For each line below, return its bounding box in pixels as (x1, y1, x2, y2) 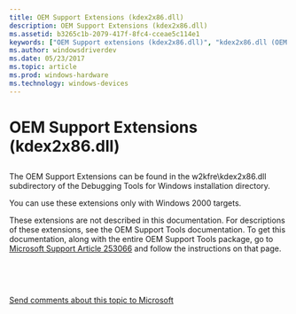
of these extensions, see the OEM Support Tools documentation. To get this (9, 224, 286, 235)
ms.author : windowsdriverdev (9, 46, 117, 55)
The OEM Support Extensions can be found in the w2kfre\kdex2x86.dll (9, 171, 267, 182)
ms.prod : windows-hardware (9, 71, 109, 80)
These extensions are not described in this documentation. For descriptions (9, 215, 285, 226)
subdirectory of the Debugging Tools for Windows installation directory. (9, 181, 270, 192)
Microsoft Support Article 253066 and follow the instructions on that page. (9, 243, 282, 254)
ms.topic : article (9, 63, 77, 72)
